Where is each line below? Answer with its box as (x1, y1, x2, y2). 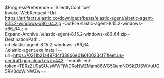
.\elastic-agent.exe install (5, 47, 57, 53)
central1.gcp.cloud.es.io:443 (5, 58, 64, 63)
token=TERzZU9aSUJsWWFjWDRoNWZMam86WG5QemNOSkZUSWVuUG (5, 63, 160, 69)
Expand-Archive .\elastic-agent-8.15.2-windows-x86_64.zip (5, 31, 127, 37)
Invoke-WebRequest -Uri (5, 10, 56, 16)
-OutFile (62, 20, 79, 26)
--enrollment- (64, 58, 93, 63)
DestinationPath (5, 36, 38, 42)
